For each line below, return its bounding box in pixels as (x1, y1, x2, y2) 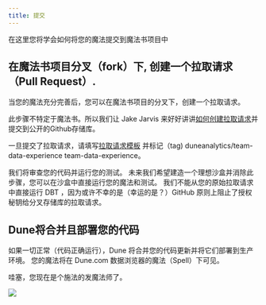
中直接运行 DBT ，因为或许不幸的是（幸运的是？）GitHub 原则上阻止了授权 (8, 187, 253, 197)
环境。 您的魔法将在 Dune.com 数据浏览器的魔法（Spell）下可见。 (8, 256, 224, 265)
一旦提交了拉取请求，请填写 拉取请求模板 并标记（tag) (8, 141, 184, 151)
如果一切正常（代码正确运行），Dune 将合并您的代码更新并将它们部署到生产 (8, 245, 254, 255)
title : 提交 (8, 11, 45, 20)
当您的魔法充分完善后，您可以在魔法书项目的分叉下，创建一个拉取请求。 (8, 97, 245, 107)
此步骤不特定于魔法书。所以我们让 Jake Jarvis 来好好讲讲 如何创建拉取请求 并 (8, 114, 259, 124)
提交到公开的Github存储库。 (8, 124, 100, 133)
